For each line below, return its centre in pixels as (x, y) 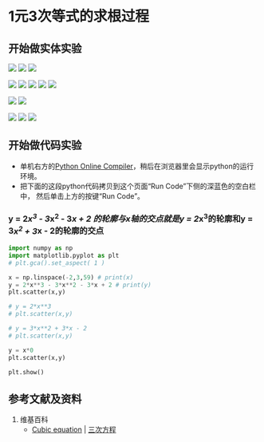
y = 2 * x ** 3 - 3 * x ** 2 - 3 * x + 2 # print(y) (80, 285)
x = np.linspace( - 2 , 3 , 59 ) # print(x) (71, 277)
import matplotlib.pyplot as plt (64, 255)
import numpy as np (41, 248)
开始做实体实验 (45, 48)
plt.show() (26, 372)
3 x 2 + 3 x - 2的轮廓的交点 (56, 230)
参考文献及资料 (45, 399)
